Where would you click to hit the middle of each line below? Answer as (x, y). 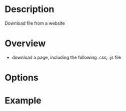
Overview (25, 43)
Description (29, 9)
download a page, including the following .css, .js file (66, 57)
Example (23, 101)
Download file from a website (35, 23)
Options (21, 78)
